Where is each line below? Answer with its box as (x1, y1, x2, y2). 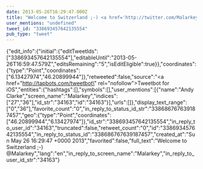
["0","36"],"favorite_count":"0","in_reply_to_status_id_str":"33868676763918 (6, 105, 196, 112)
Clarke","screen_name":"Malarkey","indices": (6, 93, 118, 100)
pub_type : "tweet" (6, 31, 53, 37)
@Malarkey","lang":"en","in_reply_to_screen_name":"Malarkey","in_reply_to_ (6, 150, 195, 157)
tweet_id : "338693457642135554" (6, 25, 88, 32)
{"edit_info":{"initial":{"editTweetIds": (6, 48, 98, 55)
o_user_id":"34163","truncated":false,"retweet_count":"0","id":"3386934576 (6, 124, 195, 132)
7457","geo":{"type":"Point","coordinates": (6, 112, 112, 119)
